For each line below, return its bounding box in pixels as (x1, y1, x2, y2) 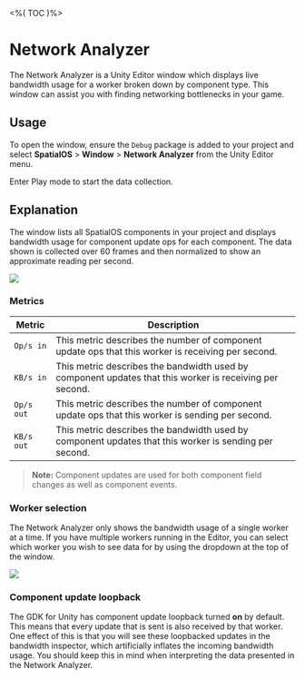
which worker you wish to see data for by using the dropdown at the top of (9, 542, 289, 553)
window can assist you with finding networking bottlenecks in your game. (9, 88, 285, 99)
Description (147, 318, 200, 330)
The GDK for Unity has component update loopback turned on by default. (9, 612, 285, 623)
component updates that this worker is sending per (55, 435, 273, 448)
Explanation (9, 202, 79, 218)
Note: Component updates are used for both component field (31, 469, 262, 480)
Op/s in (14, 340, 47, 350)
